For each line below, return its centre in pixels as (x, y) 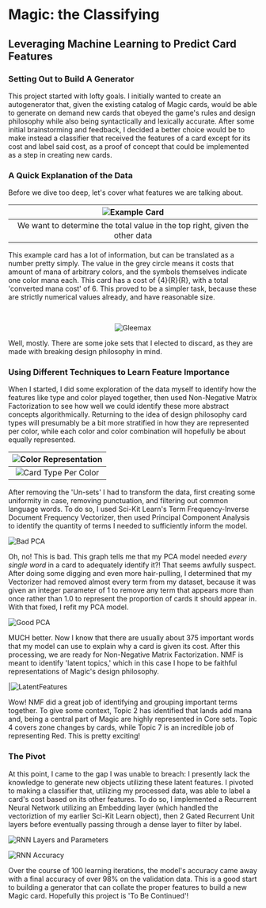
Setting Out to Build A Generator (71, 78)
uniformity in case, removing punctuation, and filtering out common (118, 501)
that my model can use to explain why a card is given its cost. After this (124, 647)
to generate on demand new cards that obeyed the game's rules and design (132, 113)
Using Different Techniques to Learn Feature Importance (119, 372)
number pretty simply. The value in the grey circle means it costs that (121, 264)
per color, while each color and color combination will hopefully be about (127, 431)
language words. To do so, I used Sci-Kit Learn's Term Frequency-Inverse (129, 509)
